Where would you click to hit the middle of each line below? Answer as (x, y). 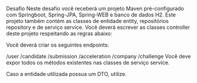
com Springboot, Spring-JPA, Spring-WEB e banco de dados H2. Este (91, 15)
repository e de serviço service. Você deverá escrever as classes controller (98, 27)
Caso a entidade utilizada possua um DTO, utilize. (67, 74)
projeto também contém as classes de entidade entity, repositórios (88, 21)
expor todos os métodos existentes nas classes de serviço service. (88, 62)
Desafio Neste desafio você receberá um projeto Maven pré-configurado (95, 9)
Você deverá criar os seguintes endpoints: (58, 45)
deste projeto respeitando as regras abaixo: (59, 34)
